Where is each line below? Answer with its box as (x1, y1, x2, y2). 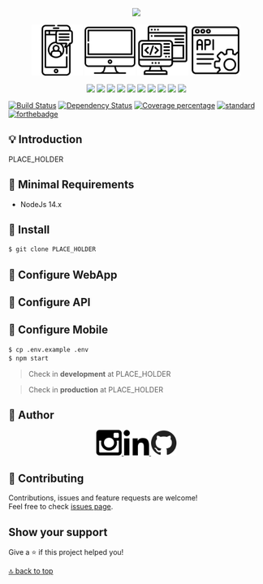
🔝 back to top (8, 566, 54, 576)
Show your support (8, 525, 108, 539)
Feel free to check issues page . (8, 502, 114, 512)
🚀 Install (8, 223, 50, 237)
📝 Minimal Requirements (8, 178, 135, 192)
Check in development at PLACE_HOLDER (28, 369, 171, 379)
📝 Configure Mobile (8, 323, 108, 337)
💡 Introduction (8, 132, 83, 146)
